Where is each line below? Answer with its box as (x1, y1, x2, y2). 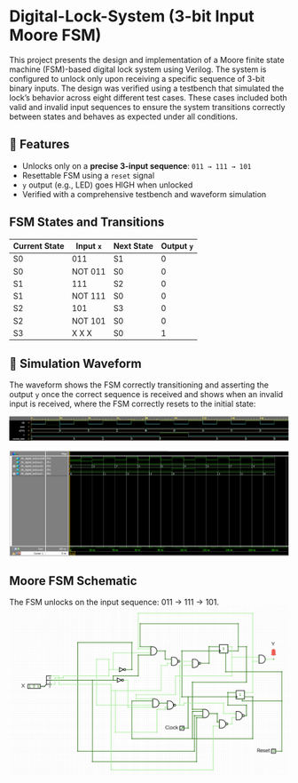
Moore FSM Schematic (9, 573, 137, 588)
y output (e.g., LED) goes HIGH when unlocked (21, 180, 193, 190)
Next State (113, 241, 153, 252)
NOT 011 (72, 266, 106, 276)
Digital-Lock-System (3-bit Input (9, 6, 255, 27)
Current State (12, 241, 65, 252)
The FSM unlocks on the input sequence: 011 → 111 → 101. (9, 597, 220, 608)
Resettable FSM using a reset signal (21, 170, 155, 180)
